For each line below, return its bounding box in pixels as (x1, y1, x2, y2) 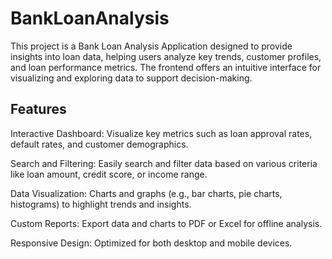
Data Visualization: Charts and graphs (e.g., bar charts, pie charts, (10, 187, 283, 199)
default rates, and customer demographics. (10, 138, 189, 150)
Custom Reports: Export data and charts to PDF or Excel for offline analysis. (10, 217, 323, 229)
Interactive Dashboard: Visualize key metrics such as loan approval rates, (10, 127, 313, 139)
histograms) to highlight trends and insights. (10, 198, 192, 210)
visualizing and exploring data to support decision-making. (10, 72, 253, 84)
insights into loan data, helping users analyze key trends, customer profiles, (10, 50, 322, 62)
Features (10, 101, 67, 118)
